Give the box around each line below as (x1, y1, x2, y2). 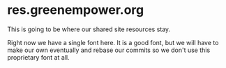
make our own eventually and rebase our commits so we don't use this (7, 46, 211, 54)
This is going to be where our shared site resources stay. (7, 25, 171, 33)
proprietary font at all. (7, 53, 70, 61)
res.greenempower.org (7, 2, 144, 18)
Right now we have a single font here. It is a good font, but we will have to (7, 38, 219, 46)
